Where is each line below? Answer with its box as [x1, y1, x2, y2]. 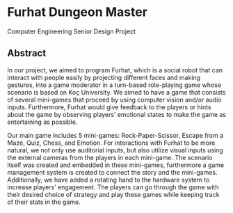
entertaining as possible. [7, 118, 78, 126]
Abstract [7, 47, 47, 59]
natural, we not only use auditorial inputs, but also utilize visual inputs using [7, 145, 224, 154]
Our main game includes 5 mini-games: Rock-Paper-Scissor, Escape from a [7, 131, 224, 139]
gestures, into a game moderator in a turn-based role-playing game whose [7, 81, 221, 89]
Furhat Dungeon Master [7, 4, 148, 20]
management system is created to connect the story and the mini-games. [7, 168, 218, 176]
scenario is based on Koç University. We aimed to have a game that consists [7, 88, 226, 96]
